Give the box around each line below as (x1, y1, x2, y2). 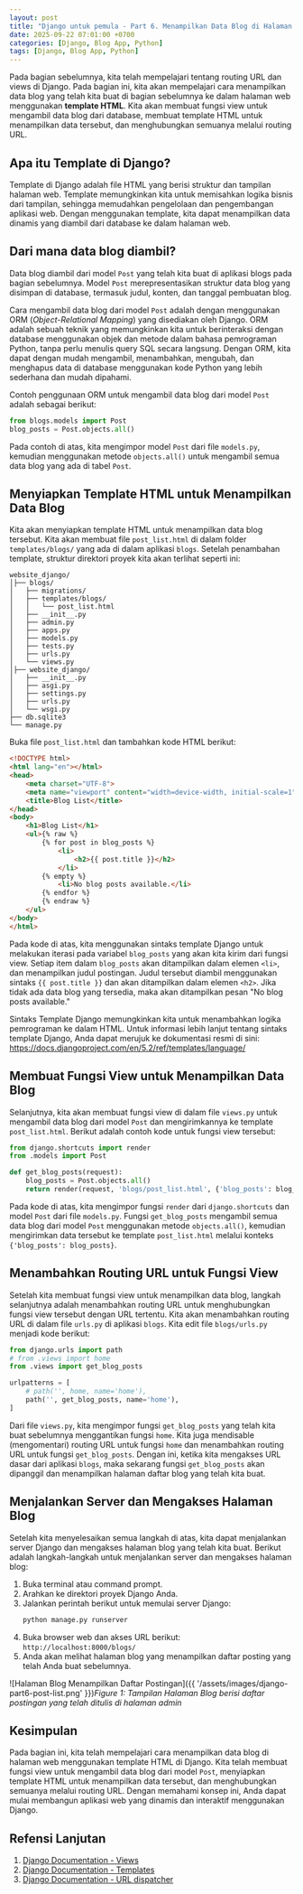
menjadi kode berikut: (9, 1328, 90, 1339)
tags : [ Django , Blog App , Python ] (9, 47, 140, 56)
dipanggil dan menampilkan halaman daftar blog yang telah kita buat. (9, 1468, 266, 1479)
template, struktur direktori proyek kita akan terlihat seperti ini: (9, 553, 241, 564)
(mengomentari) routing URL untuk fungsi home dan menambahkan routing (9, 1439, 284, 1450)
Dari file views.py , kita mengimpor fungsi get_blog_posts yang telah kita (9, 1420, 276, 1431)
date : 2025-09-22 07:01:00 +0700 (9, 30, 135, 39)
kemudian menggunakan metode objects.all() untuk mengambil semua (9, 451, 280, 462)
